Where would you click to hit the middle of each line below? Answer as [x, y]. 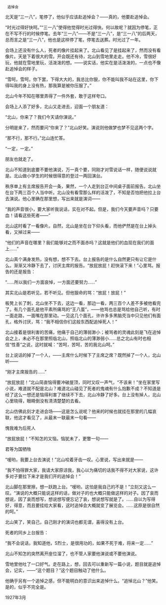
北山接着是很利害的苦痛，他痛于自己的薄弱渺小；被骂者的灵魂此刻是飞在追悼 [83, 332]
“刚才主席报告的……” [26, 372]
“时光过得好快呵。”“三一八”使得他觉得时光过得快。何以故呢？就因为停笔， [79, 27]
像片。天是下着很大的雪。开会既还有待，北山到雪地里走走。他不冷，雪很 [79, 56]
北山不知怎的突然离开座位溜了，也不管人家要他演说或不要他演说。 [72, 554]
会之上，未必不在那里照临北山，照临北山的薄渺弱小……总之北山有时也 [76, 338]
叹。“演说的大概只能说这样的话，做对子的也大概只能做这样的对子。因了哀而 [82, 493]
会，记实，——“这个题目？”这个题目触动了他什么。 [57, 570]
